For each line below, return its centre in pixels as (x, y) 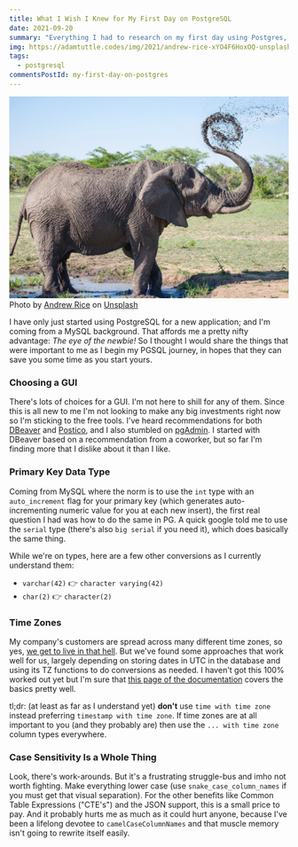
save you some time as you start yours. (81, 360)
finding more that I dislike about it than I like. (90, 449)
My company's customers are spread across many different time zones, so (146, 641)
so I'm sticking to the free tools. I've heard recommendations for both (136, 420)
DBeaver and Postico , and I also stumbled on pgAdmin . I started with (135, 430)
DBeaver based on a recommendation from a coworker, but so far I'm (136, 440)
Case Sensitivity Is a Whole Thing (83, 757)
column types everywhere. (58, 734)
